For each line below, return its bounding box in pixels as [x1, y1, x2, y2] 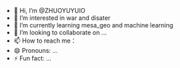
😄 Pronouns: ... [13, 47, 58, 54]
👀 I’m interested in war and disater [13, 14, 111, 22]
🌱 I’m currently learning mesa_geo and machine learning [13, 21, 174, 29]
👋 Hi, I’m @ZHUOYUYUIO [13, 7, 86, 14]
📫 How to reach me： [13, 36, 77, 45]
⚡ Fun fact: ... [13, 54, 52, 62]
